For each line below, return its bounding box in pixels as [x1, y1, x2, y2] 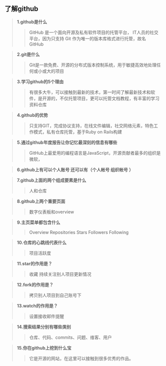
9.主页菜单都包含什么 [16, 219, 60, 225]
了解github [4, 4, 39, 13]
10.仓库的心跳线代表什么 [16, 240, 67, 245]
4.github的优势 [16, 112, 48, 118]
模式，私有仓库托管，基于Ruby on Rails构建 [33, 128, 122, 135]
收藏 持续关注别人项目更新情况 [29, 271, 92, 277]
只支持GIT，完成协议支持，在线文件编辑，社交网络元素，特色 [29, 122, 154, 128]
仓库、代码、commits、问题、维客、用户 [29, 334, 112, 340]
